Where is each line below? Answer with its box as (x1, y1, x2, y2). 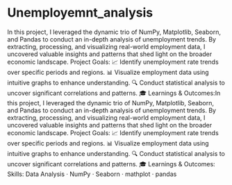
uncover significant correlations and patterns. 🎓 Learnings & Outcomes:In (7, 89, 221, 97)
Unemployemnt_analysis (7, 5, 154, 21)
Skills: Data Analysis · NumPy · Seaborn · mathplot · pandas (7, 170, 177, 178)
